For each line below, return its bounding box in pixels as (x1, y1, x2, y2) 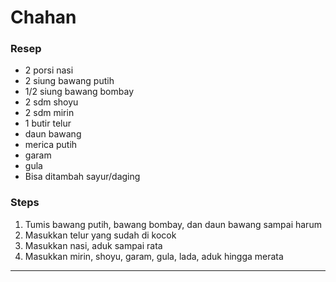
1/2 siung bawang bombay (24, 86, 135, 98)
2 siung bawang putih (24, 75, 115, 87)
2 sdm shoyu (24, 96, 79, 108)
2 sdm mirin (24, 107, 75, 119)
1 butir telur (24, 117, 72, 130)
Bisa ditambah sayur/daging (24, 171, 141, 183)
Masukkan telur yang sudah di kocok (24, 229, 177, 241)
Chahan (10, 6, 77, 29)
